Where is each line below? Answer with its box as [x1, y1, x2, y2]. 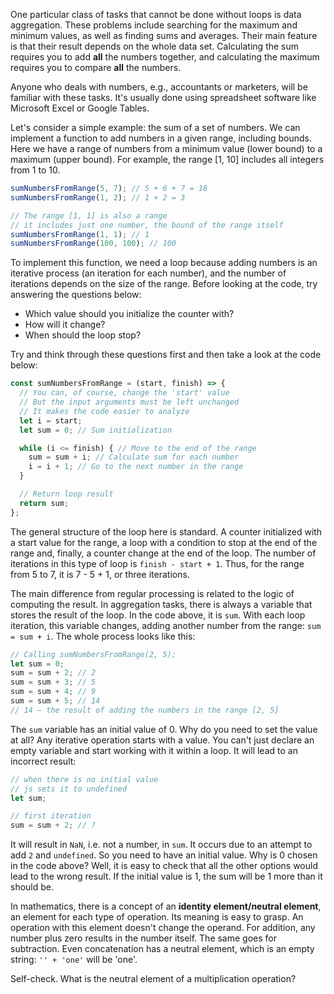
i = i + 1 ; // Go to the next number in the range [28, 462, 244, 472]
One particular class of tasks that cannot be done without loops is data [10, 9, 302, 20]
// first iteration [10, 811, 92, 821]
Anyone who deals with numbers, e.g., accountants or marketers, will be [10, 81, 308, 93]
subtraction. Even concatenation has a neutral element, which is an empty [10, 943, 315, 955]
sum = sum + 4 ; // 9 [10, 687, 97, 697]
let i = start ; [19, 415, 83, 426]
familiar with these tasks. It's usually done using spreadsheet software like [10, 92, 317, 103]
